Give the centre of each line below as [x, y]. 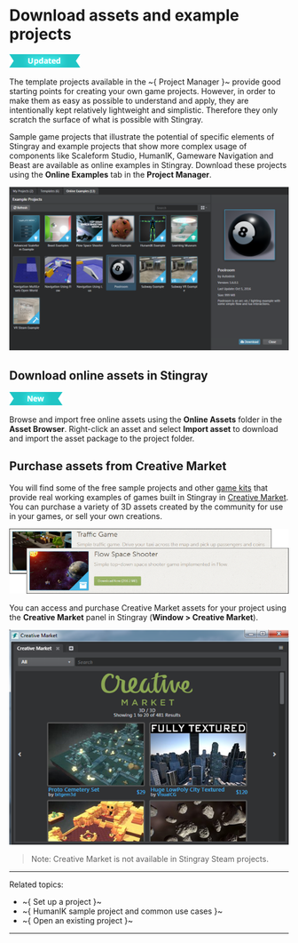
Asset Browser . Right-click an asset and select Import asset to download [144, 429]
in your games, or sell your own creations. [86, 515]
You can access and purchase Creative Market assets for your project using [148, 608]
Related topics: [36, 884]
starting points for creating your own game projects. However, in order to [142, 91]
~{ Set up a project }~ [62, 902]
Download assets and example [124, 16]
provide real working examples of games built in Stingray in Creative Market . [149, 497]
